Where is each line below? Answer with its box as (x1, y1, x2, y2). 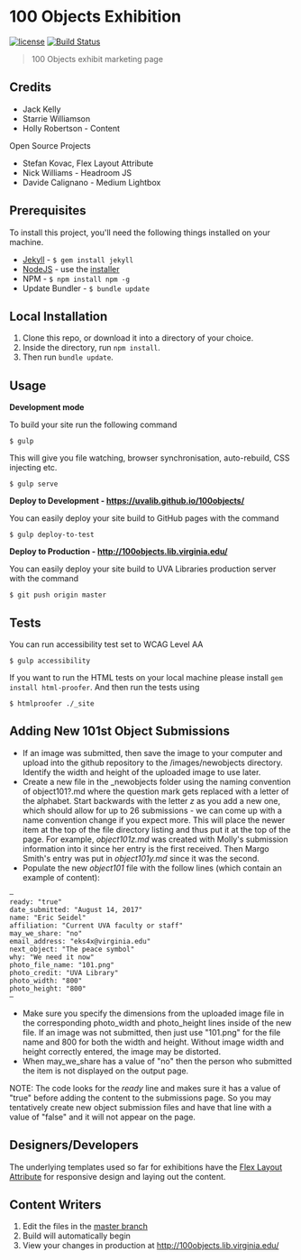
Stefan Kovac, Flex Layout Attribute (22, 158, 154, 169)
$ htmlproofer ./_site (9, 699, 95, 708)
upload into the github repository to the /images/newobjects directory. (22, 757, 283, 768)
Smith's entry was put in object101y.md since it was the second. (22, 853, 260, 863)
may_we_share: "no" (9, 928, 83, 938)
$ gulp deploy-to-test (9, 530, 95, 540)
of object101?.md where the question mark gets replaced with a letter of (22, 786, 289, 797)
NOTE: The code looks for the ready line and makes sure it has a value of (9, 1082, 281, 1093)
